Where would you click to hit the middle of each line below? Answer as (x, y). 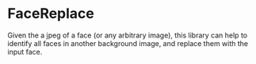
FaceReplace (51, 14)
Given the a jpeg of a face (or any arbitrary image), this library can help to (127, 35)
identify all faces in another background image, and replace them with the (128, 43)
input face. (25, 52)
